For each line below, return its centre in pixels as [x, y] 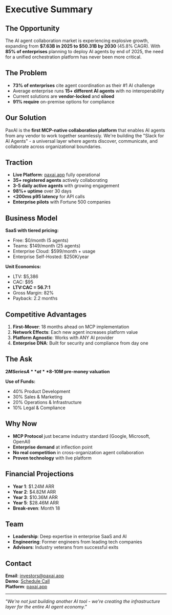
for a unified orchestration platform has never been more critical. [73, 57]
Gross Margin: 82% [33, 293]
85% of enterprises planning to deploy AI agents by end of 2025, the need [84, 51]
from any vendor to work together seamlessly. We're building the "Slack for [85, 135]
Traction [19, 163]
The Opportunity [33, 28]
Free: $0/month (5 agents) [40, 240]
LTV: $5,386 [25, 277]
